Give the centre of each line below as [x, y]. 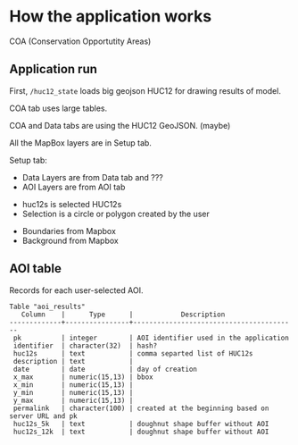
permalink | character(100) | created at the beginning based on [141, 408]
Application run [54, 69]
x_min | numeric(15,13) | [73, 385]
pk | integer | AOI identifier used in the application [151, 338]
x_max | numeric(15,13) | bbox [83, 377]
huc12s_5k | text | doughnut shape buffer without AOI [141, 424]
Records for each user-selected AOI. [76, 290]
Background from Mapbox [70, 240]
